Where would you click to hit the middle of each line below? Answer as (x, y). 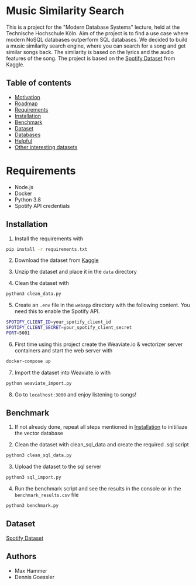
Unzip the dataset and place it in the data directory (76, 272)
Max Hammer (31, 570)
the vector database (39, 433)
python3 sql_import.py (34, 478)
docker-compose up (28, 361)
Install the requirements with (49, 238)
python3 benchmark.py (32, 506)
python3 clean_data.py (34, 294)
